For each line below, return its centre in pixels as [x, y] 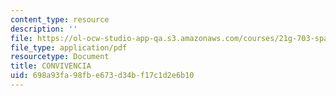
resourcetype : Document [60, 57]
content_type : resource [60, 19]
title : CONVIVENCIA [51, 66]
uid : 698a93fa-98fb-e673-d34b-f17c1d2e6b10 [102, 76]
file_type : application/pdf [69, 47]
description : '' [44, 29]
